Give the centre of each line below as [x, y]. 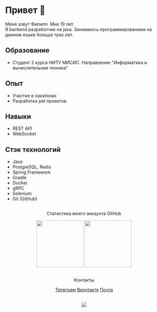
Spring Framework [31, 172]
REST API [22, 128]
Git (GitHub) [25, 199]
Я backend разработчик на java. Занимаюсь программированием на [79, 29]
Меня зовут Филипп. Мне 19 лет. [40, 24]
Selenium [22, 193]
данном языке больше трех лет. [39, 34]
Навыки [18, 116]
